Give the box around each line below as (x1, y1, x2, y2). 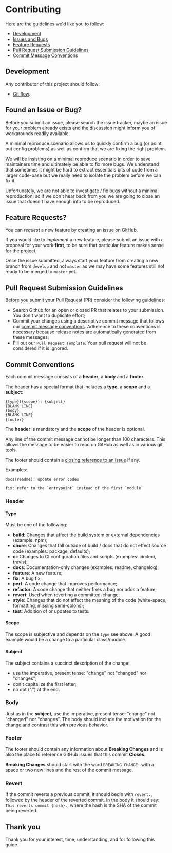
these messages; (12, 334, 49, 340)
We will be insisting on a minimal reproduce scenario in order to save (5, 156, 151, 162)
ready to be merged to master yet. (5, 269, 77, 275)
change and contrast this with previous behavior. (5, 722, 109, 728)
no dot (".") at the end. (12, 686, 60, 692)
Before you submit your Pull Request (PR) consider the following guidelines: (5, 297, 165, 304)
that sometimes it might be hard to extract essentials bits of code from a (5, 166, 158, 173)
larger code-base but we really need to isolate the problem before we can (5, 172, 162, 178)
